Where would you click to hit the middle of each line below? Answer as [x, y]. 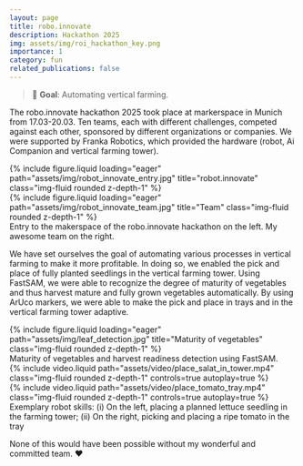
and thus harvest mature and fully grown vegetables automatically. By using [151, 292]
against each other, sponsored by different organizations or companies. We [151, 131]
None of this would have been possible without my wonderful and [133, 443]
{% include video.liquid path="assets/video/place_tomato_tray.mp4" [137, 387]
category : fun [36, 60]
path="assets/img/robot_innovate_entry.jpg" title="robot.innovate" [134, 177]
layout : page [34, 18]
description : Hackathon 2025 [65, 35]
